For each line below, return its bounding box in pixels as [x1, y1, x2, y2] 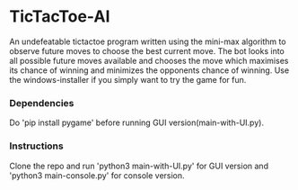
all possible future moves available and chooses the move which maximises [9, 55, 289, 66]
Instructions [9, 140, 65, 152]
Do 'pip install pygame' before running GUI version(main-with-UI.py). [9, 117, 265, 128]
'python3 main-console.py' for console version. [9, 169, 186, 181]
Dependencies [9, 96, 74, 109]
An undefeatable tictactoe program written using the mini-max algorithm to [9, 36, 286, 47]
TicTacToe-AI [9, 6, 110, 27]
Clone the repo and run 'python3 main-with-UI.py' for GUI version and [9, 160, 269, 171]
